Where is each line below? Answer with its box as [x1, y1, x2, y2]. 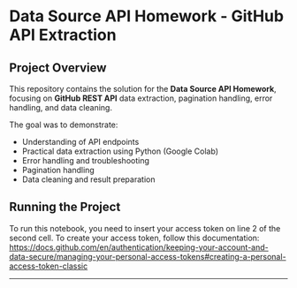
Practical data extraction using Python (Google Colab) [21, 146, 219, 156]
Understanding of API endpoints [21, 137, 140, 147]
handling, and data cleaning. [9, 102, 113, 112]
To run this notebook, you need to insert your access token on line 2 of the [9, 223, 281, 233]
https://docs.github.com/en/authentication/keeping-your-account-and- [9, 241, 269, 253]
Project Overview [9, 60, 107, 75]
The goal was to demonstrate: [9, 119, 118, 130]
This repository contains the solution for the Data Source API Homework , [9, 84, 277, 94]
